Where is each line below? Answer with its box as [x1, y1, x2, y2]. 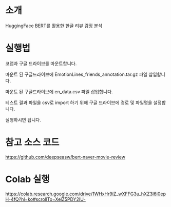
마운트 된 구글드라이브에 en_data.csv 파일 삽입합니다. [5, 88, 113, 95]
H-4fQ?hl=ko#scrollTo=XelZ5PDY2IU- [5, 196, 86, 202]
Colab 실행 [5, 174, 50, 185]
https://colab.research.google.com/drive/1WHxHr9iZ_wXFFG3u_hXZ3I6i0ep [5, 191, 166, 197]
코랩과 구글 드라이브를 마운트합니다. [5, 60, 77, 67]
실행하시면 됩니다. [5, 116, 42, 123]
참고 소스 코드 [5, 137, 60, 149]
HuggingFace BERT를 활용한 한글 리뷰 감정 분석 [5, 23, 103, 29]
